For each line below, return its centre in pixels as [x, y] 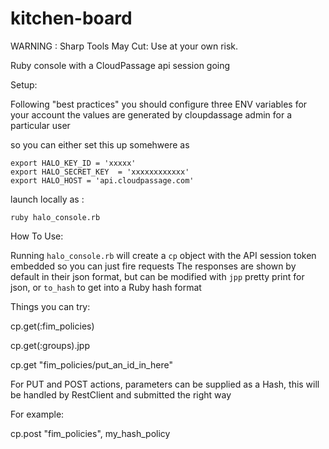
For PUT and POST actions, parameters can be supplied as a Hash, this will [165, 384]
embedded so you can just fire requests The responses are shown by [153, 266]
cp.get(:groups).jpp [50, 345]
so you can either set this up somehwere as [100, 144]
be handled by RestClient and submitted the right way [121, 394]
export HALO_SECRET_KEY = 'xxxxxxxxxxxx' [100, 172]
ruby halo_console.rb [55, 217]
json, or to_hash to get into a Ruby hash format [106, 287]
